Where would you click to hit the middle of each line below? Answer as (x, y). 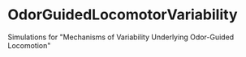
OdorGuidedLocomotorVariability (123, 15)
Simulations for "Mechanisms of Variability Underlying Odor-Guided (121, 37)
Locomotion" (29, 45)
